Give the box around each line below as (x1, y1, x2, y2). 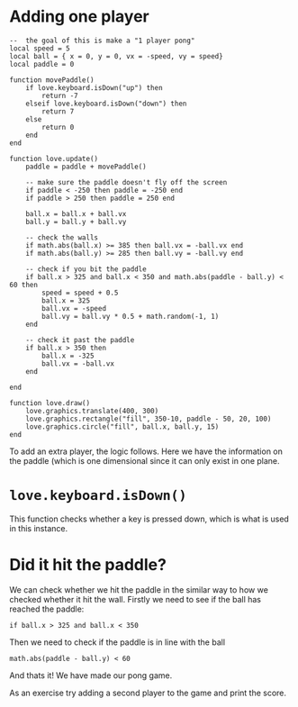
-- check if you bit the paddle (25, 264, 147, 274)
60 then (9, 280, 39, 289)
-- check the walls (25, 232, 99, 242)
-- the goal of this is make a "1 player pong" (9, 36, 195, 45)
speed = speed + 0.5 (41, 288, 119, 297)
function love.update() (9, 154, 99, 163)
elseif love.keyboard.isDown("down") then (25, 99, 187, 108)
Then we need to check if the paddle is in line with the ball (9, 637, 226, 648)
